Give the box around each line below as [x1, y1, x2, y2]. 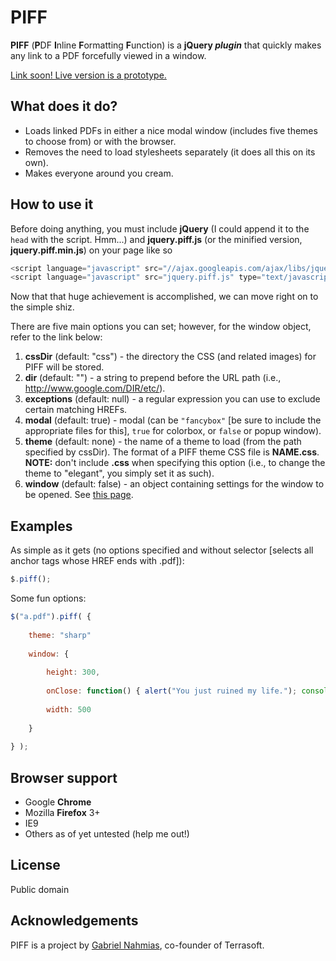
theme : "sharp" [28, 630, 92, 640]
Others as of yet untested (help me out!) [24, 827, 190, 840]
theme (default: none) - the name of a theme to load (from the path [24, 436, 302, 448]
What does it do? [10, 98, 118, 115]
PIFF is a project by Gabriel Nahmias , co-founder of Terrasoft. [10, 939, 265, 951]
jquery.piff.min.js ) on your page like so [10, 244, 173, 256]
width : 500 [46, 704, 92, 715]
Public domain [10, 883, 70, 895]
